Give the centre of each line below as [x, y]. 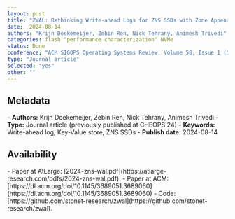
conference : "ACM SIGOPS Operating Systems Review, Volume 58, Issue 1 [114, 53]
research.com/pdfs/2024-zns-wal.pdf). [64, 178]
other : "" [22, 72]
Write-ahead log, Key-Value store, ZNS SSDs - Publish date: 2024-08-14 [113, 132]
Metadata [29, 100]
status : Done [26, 46]
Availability [32, 154]
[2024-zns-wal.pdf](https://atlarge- [115, 171]
